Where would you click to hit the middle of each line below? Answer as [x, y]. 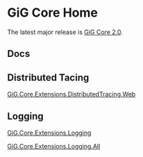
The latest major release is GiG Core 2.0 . [65, 32]
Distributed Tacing [48, 77]
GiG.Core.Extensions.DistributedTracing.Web [71, 94]
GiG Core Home [53, 13]
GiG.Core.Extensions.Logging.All [54, 146]
